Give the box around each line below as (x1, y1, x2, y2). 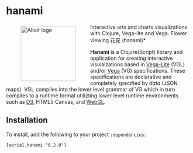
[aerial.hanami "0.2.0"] (6, 142, 67, 148)
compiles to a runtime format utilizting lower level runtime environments (6, 92, 179, 99)
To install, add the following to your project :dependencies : (6, 131, 146, 138)
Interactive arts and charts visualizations (90, 23, 188, 30)
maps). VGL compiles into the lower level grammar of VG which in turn (6, 86, 175, 93)
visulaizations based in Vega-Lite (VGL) (90, 60, 185, 68)
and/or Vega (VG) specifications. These (90, 67, 185, 74)
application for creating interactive (90, 55, 173, 62)
